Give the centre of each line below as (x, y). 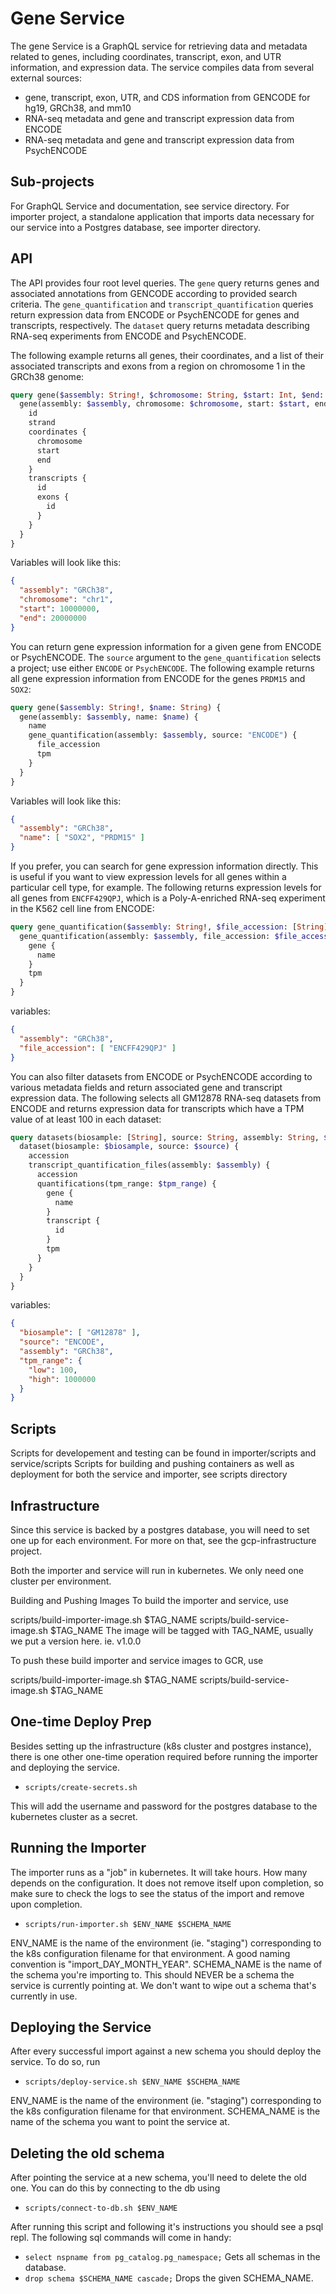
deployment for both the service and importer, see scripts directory (149, 1474)
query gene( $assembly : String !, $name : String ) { (116, 707)
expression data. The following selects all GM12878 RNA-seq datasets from (166, 1098)
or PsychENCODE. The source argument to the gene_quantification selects (166, 657)
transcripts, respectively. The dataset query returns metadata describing (160, 325)
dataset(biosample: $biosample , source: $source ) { (129, 1147)
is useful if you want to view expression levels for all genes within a (148, 877)
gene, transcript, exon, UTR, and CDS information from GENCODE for (167, 97)
